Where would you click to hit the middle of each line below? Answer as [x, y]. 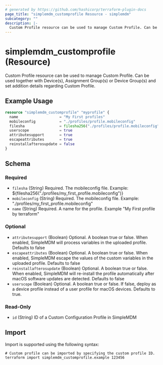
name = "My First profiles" [57, 117]
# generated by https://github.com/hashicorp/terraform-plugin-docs [76, 9]
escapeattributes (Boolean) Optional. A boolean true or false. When [80, 253]
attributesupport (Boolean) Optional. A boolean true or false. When [80, 237]
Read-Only [18, 307]
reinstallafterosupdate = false [42, 144]
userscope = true [41, 130]
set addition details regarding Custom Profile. [50, 86]
